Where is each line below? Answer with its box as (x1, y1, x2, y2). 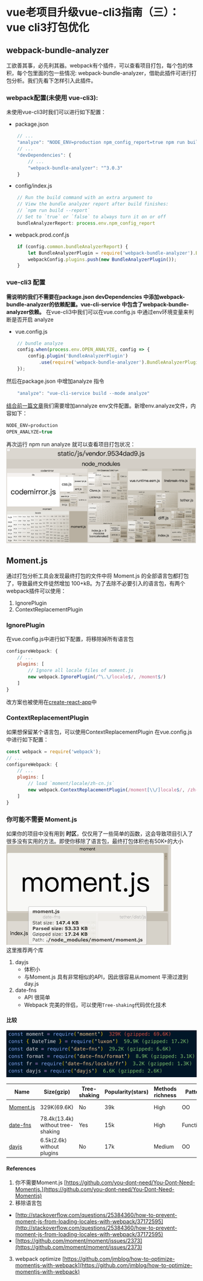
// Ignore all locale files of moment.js (28, 668, 134, 674)
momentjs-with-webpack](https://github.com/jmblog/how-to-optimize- (14, 1262, 193, 1269)
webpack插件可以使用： (6, 587, 66, 595)
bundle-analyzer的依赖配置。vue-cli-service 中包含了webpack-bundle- (6, 301, 189, 308)
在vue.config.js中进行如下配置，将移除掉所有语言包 (6, 636, 134, 643)
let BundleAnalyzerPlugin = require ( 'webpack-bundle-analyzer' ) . (28, 250, 196, 256)
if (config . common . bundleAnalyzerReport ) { (17, 243, 129, 250)
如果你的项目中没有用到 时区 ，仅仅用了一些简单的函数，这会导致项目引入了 (6, 830, 193, 838)
